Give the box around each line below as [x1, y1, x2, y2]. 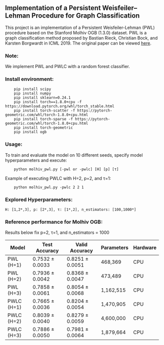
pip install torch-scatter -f [14, 108, 76, 113]
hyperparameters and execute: [5, 157, 67, 163]
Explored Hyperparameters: [5, 196, 73, 203]
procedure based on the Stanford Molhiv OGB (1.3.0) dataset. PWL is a [5, 29, 147, 36]
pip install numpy [14, 91, 51, 96]
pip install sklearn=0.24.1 [14, 95, 71, 100]
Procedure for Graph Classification [31, 12, 140, 20]
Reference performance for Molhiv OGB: [5, 218, 103, 225]
